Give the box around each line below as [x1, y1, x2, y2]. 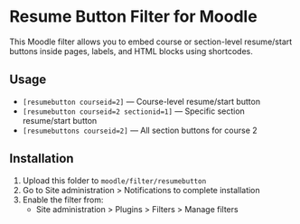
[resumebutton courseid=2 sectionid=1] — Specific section [22, 106, 246, 117]
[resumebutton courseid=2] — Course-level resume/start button [22, 96, 260, 107]
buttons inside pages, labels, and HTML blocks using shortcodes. [9, 45, 253, 56]
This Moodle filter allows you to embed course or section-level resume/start [9, 36, 293, 47]
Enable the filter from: [22, 194, 104, 205]
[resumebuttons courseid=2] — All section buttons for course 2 [22, 125, 258, 135]
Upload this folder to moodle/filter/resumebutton [22, 174, 207, 186]
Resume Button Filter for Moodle [9, 6, 258, 27]
